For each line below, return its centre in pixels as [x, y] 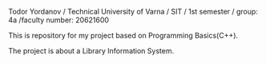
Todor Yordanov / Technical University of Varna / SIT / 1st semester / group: [133, 12]
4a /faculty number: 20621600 [59, 20]
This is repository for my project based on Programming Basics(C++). [123, 35]
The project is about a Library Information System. [91, 51]
